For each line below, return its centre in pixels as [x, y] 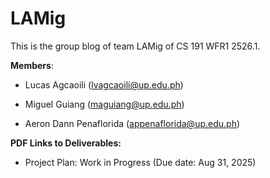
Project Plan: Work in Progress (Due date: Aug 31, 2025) [140, 162]
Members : [32, 65]
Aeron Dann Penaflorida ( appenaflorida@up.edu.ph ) [132, 123]
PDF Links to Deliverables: [66, 143]
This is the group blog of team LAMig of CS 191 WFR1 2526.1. [135, 46]
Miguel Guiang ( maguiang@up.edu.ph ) [104, 104]
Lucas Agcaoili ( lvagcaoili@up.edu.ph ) [104, 84]
